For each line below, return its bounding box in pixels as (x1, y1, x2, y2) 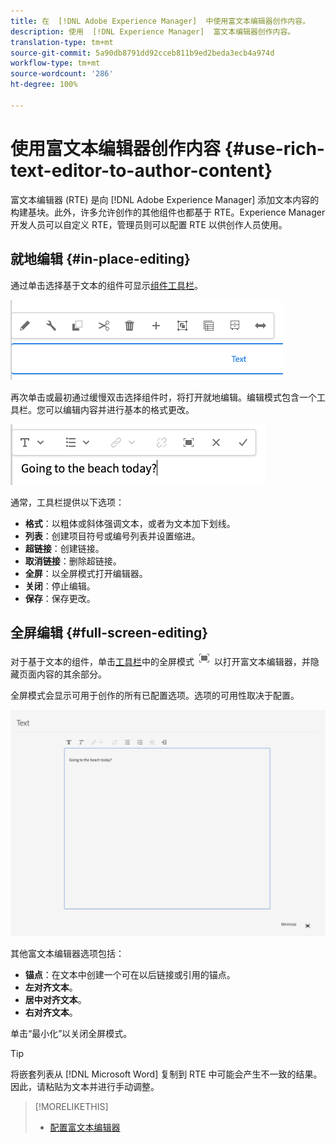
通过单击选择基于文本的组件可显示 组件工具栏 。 (10, 279, 203, 291)
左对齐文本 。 (24, 981, 78, 994)
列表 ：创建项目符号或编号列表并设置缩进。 (24, 530, 201, 542)
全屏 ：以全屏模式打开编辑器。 (24, 567, 148, 579)
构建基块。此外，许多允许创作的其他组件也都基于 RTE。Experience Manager (10, 206, 326, 218)
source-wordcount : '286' (10, 69, 114, 79)
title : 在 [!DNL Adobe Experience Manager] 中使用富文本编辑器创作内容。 (10, 16, 311, 26)
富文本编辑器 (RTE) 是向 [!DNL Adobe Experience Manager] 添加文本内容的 (10, 193, 320, 205)
